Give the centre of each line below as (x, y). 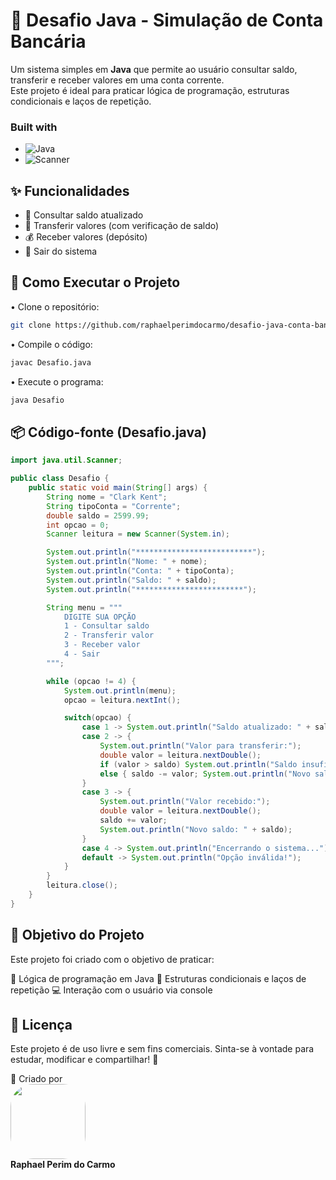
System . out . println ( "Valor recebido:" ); (185, 802)
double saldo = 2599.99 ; (98, 515)
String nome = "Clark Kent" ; (107, 497)
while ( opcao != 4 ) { (91, 681)
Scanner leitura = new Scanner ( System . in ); (138, 534)
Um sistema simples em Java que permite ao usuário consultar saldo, (154, 69)
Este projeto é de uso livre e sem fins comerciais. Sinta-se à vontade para (162, 1049)
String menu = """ (84, 607)
